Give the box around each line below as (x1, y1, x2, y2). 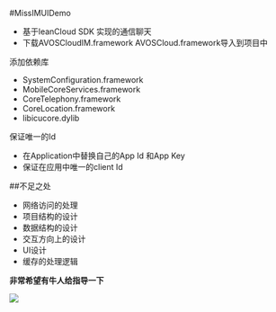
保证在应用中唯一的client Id (22, 162, 123, 172)
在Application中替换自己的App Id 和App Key (22, 150, 186, 161)
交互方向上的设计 (22, 234, 86, 244)
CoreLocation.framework (22, 103, 115, 113)
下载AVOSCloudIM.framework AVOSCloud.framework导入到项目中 (22, 38, 268, 48)
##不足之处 (9, 181, 51, 192)
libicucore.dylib (22, 112, 80, 123)
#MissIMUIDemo (9, 8, 72, 18)
